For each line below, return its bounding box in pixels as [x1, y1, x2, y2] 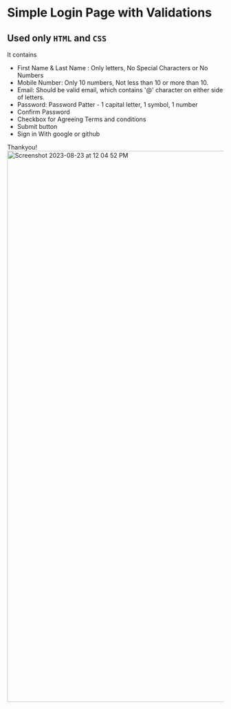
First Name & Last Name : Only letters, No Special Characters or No [16, 64, 208, 72]
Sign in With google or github [16, 130, 100, 138]
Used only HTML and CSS [7, 32, 107, 44]
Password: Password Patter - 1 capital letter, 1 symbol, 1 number [16, 101, 198, 108]
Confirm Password [16, 108, 70, 116]
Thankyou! [7, 143, 38, 151]
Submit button [16, 123, 58, 130]
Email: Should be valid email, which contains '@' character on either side [16, 86, 223, 94]
